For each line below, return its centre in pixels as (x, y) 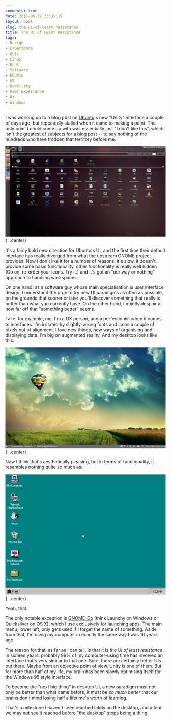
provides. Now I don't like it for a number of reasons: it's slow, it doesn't (81, 261)
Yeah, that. (17, 608)
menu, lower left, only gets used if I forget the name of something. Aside (81, 629)
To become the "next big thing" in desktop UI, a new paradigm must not (81, 687)
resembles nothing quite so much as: (44, 467)
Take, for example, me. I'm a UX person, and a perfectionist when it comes (83, 319)
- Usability (18, 86)
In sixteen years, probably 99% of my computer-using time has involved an (84, 655)
